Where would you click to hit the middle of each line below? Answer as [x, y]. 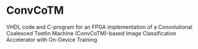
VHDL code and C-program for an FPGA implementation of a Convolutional [99, 27]
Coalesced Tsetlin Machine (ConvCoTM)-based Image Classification [91, 33]
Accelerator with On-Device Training [52, 39]
